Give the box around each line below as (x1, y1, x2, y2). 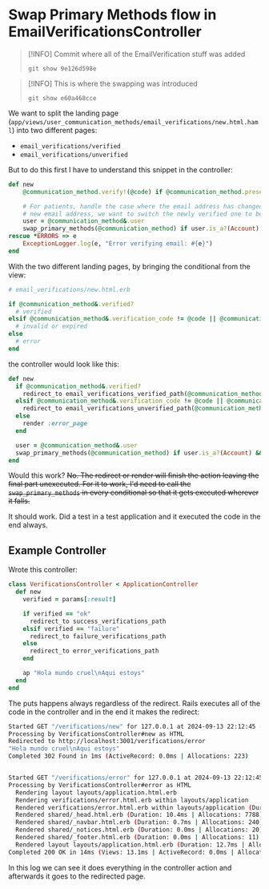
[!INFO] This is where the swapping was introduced (27, 79, 198, 88)
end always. (8, 520, 48, 530)
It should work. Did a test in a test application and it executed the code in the (8, 511, 261, 522)
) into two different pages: (11, 125, 98, 135)
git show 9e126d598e (27, 64, 97, 73)
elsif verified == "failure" (22, 624, 120, 632)
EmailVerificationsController (8, 22, 202, 41)
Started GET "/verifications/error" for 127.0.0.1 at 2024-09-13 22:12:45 (8, 774, 263, 782)
